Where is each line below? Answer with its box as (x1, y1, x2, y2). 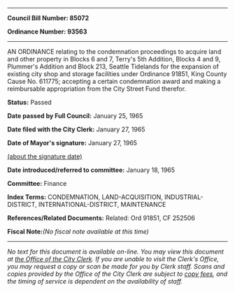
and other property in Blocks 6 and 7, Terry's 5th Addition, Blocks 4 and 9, (7, 55, 221, 63)
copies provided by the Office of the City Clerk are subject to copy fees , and (7, 270, 228, 278)
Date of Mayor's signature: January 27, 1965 (7, 139, 138, 147)
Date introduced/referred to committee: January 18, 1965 (7, 166, 176, 174)
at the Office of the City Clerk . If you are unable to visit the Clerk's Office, (7, 255, 220, 263)
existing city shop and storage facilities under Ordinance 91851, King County (7, 70, 227, 78)
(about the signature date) (7, 152, 83, 161)
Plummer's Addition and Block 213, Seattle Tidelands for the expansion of (7, 62, 219, 71)
